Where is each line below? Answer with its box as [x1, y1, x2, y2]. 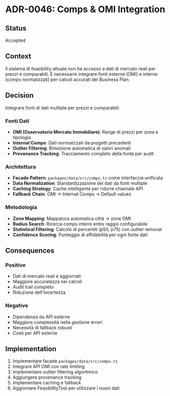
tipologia [12, 134, 31, 140]
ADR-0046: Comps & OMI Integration [5, 4, 165, 15]
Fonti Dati [5, 117, 29, 124]
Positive [5, 261, 26, 268]
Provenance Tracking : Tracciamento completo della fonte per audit [12, 150, 154, 156]
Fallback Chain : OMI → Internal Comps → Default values [12, 191, 131, 197]
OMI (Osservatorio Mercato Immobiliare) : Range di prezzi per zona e [12, 129, 158, 135]
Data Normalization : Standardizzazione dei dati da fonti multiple [12, 180, 148, 186]
